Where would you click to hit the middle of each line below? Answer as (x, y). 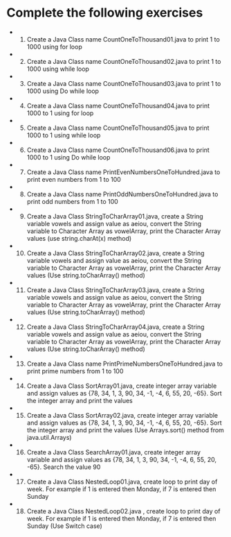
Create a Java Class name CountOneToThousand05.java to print (118, 128)
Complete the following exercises (105, 13)
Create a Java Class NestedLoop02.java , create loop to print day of (123, 511)
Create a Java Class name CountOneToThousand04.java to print (118, 105)
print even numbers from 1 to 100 (74, 179)
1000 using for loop (54, 46)
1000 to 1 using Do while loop (68, 157)
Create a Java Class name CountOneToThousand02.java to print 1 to (124, 61)
